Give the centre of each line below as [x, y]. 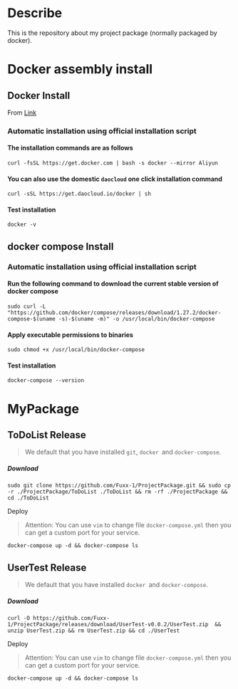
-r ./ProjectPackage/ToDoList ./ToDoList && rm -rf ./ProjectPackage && [118, 492]
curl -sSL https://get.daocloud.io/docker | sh [79, 194]
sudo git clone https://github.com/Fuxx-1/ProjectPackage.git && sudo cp [119, 486]
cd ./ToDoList [29, 498]
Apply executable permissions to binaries [71, 335]
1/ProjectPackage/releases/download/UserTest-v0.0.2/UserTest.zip [108, 625]
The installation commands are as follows [70, 148]
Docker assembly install [80, 69]
